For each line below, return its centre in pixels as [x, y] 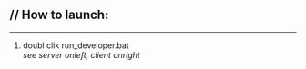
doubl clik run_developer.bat [76, 45]
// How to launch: [59, 15]
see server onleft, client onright [82, 54]
